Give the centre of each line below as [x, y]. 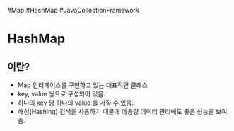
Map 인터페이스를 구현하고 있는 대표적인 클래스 [83, 85]
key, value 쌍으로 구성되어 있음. [62, 94]
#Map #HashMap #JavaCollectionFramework [74, 10]
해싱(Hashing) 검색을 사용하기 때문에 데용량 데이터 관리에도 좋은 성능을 [116, 112]
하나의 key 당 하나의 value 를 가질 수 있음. [76, 103]
